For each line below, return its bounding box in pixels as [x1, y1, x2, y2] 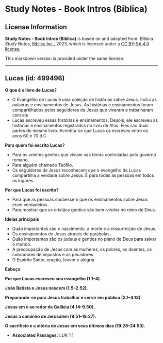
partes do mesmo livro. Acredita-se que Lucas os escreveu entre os [12, 128, 148, 133]
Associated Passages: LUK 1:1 [12, 332, 74, 338]
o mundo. [12, 241, 32, 247]
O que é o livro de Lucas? [5, 87, 57, 93]
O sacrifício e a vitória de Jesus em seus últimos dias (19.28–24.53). [5, 323, 146, 328]
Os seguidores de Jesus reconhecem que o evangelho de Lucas [12, 167, 141, 173]
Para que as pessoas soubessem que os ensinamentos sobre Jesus [12, 196, 148, 202]
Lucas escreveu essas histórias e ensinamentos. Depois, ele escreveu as [12, 117, 158, 123]
